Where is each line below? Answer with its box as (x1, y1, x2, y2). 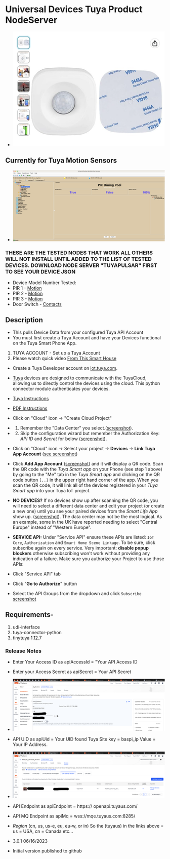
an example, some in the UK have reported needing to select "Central (12, 519, 158, 525)
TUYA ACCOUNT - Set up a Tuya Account (12, 349, 100, 356)
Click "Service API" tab (12, 571, 61, 577)
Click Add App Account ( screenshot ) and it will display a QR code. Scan (12, 460, 163, 466)
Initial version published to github (12, 847, 82, 854)
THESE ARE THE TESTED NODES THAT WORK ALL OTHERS (5, 249, 153, 256)
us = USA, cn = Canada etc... (12, 828, 73, 834)
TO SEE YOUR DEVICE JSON (5, 268, 76, 275)
